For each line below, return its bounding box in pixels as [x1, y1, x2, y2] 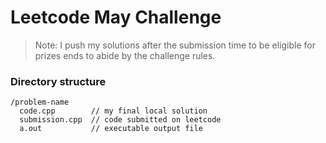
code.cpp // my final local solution [19, 106, 208, 116]
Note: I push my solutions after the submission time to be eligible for [34, 39, 316, 51]
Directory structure [10, 74, 107, 88]
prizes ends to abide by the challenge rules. [34, 49, 216, 61]
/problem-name [10, 97, 70, 108]
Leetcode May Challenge [10, 6, 222, 29]
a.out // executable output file [19, 124, 203, 134]
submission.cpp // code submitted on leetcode [19, 115, 222, 125]
